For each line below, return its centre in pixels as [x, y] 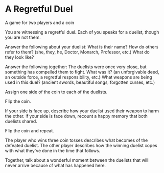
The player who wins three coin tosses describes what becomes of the [77, 140]
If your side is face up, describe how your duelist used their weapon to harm [82, 111]
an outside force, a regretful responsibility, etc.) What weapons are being [79, 77]
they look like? [20, 57]
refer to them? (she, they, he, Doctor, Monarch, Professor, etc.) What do [77, 52]
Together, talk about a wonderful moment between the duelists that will [77, 160]
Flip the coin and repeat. [30, 130]
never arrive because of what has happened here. [56, 165]
